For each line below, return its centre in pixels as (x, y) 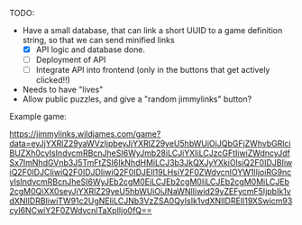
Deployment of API (71, 60)
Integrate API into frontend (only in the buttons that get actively (153, 70)
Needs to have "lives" (63, 90)
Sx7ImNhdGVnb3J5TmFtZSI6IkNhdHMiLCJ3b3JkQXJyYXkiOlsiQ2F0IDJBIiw (151, 163)
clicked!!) (53, 80)
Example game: (38, 117)
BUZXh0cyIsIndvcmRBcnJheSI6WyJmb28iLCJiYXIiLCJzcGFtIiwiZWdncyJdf (150, 153)
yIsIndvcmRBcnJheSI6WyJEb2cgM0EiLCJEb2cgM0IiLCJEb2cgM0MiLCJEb (150, 182)
